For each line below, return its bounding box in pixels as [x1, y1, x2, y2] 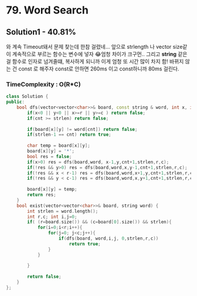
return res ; [27, 192, 57, 198]
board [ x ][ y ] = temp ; [27, 186, 77, 193]
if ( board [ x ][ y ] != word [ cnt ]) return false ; [27, 126, 138, 132]
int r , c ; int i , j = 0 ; [27, 214, 77, 220]
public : [6, 99, 25, 105]
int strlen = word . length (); [27, 208, 98, 214]
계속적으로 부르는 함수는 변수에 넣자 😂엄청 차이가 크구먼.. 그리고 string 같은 [12, 51, 188, 58]
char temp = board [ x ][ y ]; [27, 143, 91, 149]
